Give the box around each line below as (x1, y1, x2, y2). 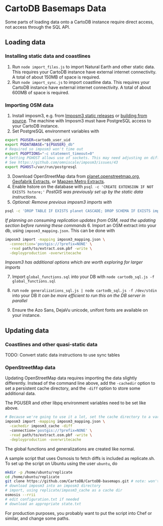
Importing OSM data (5, 101, 54, 108)
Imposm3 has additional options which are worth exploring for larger (5, 259, 143, 265)
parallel (12, 298, 28, 304)
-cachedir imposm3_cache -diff (9, 424, 73, 428)
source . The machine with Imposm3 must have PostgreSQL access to (12, 117, 151, 124)
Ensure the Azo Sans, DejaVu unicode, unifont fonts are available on (12, 307, 148, 313)
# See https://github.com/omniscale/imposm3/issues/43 (5, 160, 118, 165)
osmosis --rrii (5, 493, 36, 497)
